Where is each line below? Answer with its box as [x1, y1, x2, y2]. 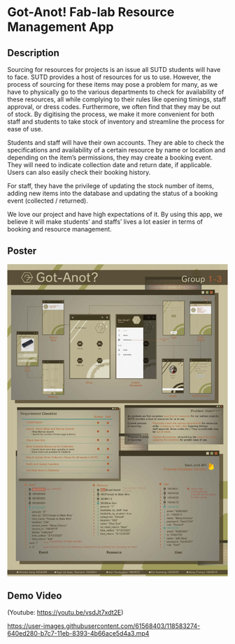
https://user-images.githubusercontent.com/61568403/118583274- [7, 622, 201, 630]
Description [7, 47, 59, 59]
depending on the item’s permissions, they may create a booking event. [7, 153, 213, 162]
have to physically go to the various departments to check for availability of [7, 88, 225, 96]
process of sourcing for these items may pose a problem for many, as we [7, 80, 218, 88]
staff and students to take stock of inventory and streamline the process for [7, 117, 225, 126]
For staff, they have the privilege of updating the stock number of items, [7, 182, 215, 189]
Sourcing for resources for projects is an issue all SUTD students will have [7, 66, 221, 73]
